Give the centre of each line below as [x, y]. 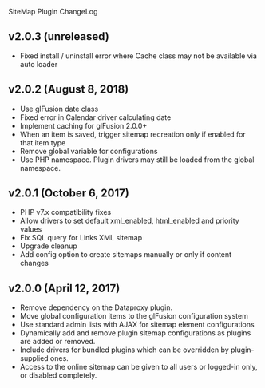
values [31, 229]
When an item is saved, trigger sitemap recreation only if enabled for [132, 134]
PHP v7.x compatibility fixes [65, 212]
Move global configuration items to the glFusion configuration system [134, 316]
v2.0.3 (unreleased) [59, 36]
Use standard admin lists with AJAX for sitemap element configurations [137, 325]
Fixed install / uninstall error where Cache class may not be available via [138, 56]
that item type [43, 142]
